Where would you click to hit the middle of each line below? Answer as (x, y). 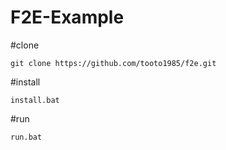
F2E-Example (67, 17)
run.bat (26, 137)
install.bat (35, 100)
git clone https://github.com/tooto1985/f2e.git (113, 63)
